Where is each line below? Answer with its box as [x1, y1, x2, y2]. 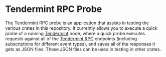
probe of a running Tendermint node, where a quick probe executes [5, 30, 145, 36]
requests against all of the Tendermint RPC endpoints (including [5, 36, 137, 42]
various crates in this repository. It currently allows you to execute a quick [5, 25, 158, 31]
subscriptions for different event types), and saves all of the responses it [5, 41, 155, 47]
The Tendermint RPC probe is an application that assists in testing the [5, 20, 149, 26]
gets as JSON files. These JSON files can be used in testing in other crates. [5, 46, 161, 52]
